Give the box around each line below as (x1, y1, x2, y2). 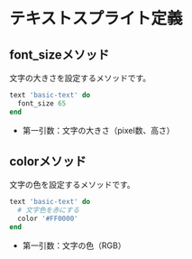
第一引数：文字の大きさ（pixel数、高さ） (22, 125, 175, 135)
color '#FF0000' (17, 214, 78, 224)
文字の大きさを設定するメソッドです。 (9, 73, 151, 83)
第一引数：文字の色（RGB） (22, 240, 126, 251)
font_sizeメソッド (9, 47, 110, 62)
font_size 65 (17, 98, 67, 108)
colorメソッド (9, 154, 87, 170)
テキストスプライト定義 (9, 8, 183, 29)
